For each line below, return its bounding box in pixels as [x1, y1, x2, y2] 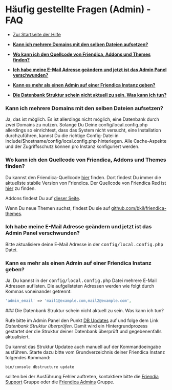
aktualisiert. [5, 334, 30, 340]
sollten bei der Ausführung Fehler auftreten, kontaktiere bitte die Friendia [5, 374, 159, 379]
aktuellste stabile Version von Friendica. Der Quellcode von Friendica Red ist [5, 180, 166, 186]
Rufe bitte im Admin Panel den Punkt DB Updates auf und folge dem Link [5, 317, 159, 323]
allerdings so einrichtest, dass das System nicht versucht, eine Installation [5, 127, 161, 134]
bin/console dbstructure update [5, 364, 74, 370]
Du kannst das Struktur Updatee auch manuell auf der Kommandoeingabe [5, 344, 161, 350]
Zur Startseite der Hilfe [12, 31, 61, 37]
